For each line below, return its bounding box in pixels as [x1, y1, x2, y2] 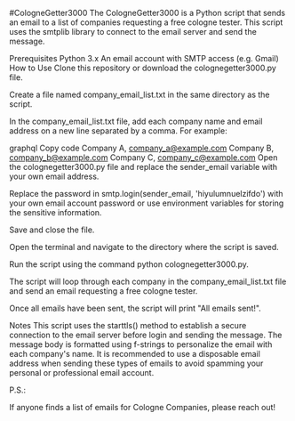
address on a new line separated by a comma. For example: [9, 125, 228, 136]
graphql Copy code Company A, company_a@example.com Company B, [9, 142, 274, 153]
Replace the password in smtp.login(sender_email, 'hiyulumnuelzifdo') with [9, 189, 283, 198]
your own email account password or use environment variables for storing [9, 198, 284, 208]
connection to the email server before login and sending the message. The [9, 329, 283, 340]
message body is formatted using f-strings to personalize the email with [9, 339, 273, 350]
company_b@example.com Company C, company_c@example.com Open [9, 152, 278, 163]
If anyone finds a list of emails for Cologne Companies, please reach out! [9, 402, 275, 412]
